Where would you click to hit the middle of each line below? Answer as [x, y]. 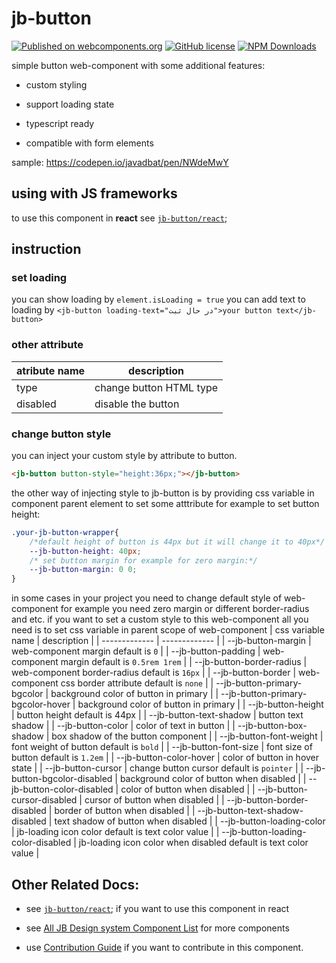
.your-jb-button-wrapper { [65, 532]
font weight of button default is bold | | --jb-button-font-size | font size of [162, 747]
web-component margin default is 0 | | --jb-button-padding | [136, 651]
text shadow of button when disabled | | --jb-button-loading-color [190, 821]
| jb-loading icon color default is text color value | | [115, 832]
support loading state [70, 104]
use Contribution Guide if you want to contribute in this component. [164, 947]
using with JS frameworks [94, 193]
